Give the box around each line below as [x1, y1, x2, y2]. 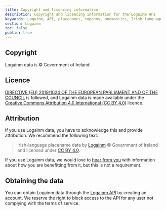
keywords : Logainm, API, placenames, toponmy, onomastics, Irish [5, 16, 142, 21]
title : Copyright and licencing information [5, 7, 98, 12]
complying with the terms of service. [5, 200, 80, 206]
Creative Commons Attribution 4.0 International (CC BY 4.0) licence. [5, 100, 144, 105]
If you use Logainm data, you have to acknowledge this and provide [5, 127, 143, 133]
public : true [5, 30, 32, 35]
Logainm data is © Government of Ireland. [5, 61, 91, 67]
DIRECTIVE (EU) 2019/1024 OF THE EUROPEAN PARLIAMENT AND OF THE [5, 89, 158, 95]
